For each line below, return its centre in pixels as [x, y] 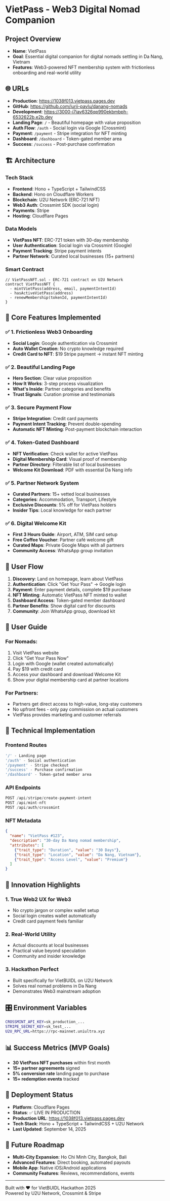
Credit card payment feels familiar [48, 921]
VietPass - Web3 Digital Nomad [73, 9]
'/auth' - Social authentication [40, 761]
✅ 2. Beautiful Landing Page [40, 367]
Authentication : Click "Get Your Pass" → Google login [69, 584]
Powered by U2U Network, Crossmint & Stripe [53, 1193]
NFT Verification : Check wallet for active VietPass [65, 454]
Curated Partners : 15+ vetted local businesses [61, 494]
